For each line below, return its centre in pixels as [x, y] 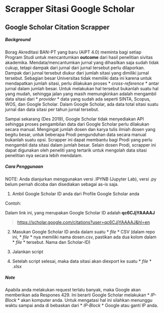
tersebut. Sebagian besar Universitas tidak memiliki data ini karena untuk [79, 78]
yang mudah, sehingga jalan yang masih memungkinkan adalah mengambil [81, 94]
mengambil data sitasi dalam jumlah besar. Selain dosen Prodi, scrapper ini [81, 145]
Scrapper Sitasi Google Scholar [70, 9]
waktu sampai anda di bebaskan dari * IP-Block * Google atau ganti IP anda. [82, 306]
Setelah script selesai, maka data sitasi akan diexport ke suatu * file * [82, 261]
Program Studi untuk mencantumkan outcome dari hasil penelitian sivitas [79, 57]
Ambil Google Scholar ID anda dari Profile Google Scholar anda [76, 194]
